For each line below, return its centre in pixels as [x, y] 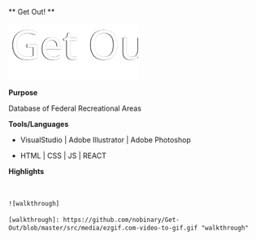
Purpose [23, 92]
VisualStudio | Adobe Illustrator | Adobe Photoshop [105, 140]
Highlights [26, 171]
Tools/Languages [39, 124]
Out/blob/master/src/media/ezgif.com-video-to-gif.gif [103, 228]
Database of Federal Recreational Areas [75, 108]
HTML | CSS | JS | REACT [63, 155]
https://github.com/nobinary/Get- [121, 220]
